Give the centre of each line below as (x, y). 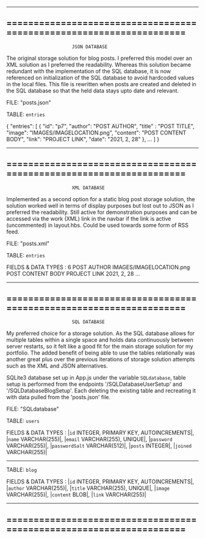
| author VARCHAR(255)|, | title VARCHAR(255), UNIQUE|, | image (88, 488)
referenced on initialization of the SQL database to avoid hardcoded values (100, 78)
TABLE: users (23, 421)
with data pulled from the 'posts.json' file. (59, 397)
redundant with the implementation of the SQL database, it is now (89, 71)
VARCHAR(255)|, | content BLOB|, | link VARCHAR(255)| (76, 495)
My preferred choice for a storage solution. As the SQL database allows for (101, 333)
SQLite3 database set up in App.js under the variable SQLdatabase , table (96, 378)
